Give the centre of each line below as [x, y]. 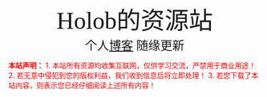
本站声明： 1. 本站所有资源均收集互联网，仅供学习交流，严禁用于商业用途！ [132, 65]
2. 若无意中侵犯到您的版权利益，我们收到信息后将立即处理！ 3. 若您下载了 [130, 75]
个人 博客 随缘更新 [135, 46]
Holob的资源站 [134, 21]
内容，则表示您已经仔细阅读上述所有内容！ [85, 85]
